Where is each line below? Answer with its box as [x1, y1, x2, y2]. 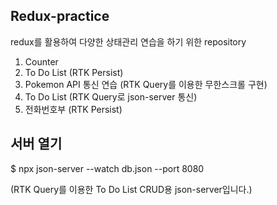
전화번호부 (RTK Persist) [24, 103, 123, 115]
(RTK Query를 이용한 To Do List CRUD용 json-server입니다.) [10, 183, 253, 195]
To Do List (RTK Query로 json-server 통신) [24, 90, 198, 103]
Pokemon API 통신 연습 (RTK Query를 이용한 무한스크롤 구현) [24, 78, 268, 90]
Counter [24, 55, 59, 68]
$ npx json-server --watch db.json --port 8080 [10, 162, 205, 174]
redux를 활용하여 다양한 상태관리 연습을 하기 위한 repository [10, 35, 247, 48]
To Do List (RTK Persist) [24, 66, 124, 78]
